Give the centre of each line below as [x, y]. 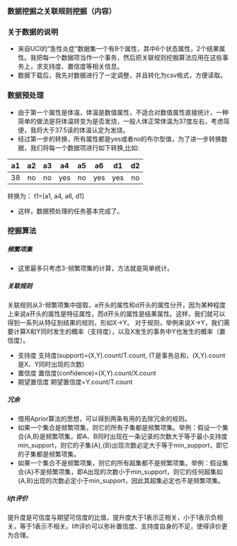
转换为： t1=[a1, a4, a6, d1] [46, 195]
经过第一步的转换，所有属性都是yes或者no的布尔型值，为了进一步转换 [119, 139]
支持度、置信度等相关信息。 [83, 67]
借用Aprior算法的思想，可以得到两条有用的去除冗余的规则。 [104, 419]
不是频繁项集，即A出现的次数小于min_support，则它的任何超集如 [128, 472]
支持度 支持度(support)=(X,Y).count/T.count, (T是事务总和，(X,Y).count [121, 356]
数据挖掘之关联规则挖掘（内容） [62, 11]
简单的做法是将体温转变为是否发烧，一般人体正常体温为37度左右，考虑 [121, 121]
